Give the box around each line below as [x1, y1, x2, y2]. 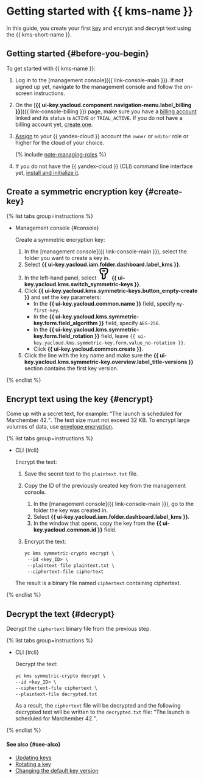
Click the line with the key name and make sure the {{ [24, 351, 159, 359]
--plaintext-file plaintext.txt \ [27, 563, 114, 569]
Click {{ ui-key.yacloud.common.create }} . [33, 345, 144, 353]
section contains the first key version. [24, 364, 119, 372]
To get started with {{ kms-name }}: [6, 65, 96, 72]
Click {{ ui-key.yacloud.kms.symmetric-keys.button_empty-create [24, 287, 198, 294]
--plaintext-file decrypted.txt [15, 691, 97, 698]
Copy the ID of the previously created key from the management [24, 482, 186, 490]
